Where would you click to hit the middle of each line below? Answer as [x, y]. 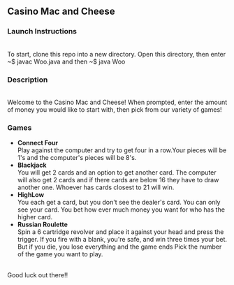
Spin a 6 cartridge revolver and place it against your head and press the [120, 232]
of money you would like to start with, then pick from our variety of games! [115, 109]
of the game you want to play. [60, 254]
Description [28, 80]
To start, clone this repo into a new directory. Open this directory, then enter [117, 54]
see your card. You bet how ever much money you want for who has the [121, 210]
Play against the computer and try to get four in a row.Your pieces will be [122, 150]
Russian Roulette [43, 225]
